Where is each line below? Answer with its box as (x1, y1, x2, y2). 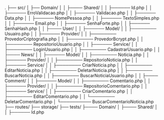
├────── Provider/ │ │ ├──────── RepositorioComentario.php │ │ (4, 83, 148, 89)
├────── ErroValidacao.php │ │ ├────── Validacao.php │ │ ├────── (4, 10, 156, 16)
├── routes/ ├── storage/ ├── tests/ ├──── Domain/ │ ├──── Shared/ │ (4, 104, 158, 110)
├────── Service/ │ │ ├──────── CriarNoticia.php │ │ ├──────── (4, 62, 153, 68)
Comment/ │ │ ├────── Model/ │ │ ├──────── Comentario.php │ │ (4, 78, 151, 84)
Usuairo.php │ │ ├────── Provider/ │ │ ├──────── (4, 31, 117, 36)
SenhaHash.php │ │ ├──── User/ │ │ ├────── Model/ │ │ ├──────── (4, 26, 157, 31)
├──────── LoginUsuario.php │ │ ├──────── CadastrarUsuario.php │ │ (4, 47, 161, 52)
